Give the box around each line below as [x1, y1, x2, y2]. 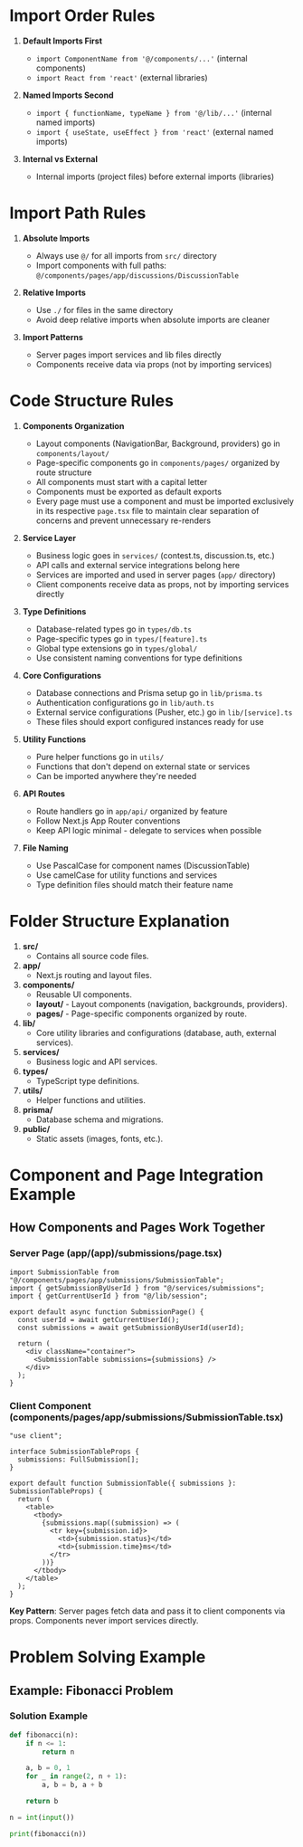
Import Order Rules [9, 5, 156, 26]
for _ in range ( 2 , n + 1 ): [25, 1772, 128, 1781]
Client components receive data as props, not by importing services [35, 578, 289, 589]
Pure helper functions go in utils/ [35, 751, 165, 762]
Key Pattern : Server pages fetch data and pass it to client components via [9, 1605, 286, 1616]
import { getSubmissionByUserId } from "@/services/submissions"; [9, 1283, 265, 1292]
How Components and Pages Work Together [9, 1220, 265, 1235]
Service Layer [22, 532, 77, 543]
